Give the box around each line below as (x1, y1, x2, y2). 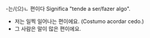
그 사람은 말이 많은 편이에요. (14, 26, 81, 32)
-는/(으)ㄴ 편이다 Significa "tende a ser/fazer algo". (5, 5, 131, 12)
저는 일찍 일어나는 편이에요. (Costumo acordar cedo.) (14, 18, 144, 25)
